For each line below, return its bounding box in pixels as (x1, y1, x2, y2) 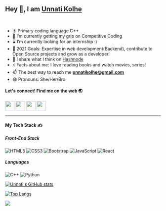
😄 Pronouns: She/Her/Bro (12, 76, 66, 82)
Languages (5, 159, 29, 165)
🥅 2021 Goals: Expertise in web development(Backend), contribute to (12, 46, 153, 52)
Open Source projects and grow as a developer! (12, 51, 110, 57)
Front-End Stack (5, 135, 40, 141)
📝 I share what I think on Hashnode (12, 56, 84, 62)
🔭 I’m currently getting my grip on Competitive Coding (12, 33, 123, 39)
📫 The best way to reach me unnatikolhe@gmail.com (12, 69, 124, 75)
